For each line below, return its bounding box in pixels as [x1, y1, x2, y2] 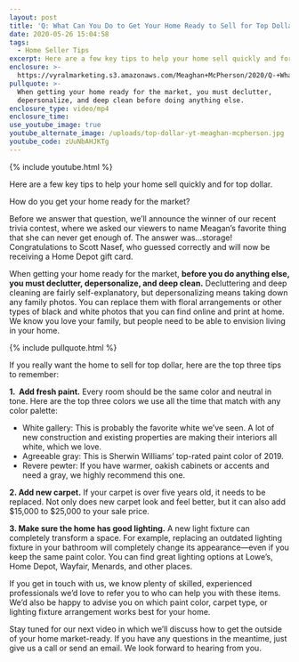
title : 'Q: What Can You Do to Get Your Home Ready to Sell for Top [9, 21, 269, 30]
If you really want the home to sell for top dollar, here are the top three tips [9, 359, 282, 370]
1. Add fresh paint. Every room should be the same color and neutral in [9, 386, 272, 397]
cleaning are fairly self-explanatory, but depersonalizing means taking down [9, 287, 288, 298]
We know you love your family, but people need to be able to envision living [9, 315, 287, 326]
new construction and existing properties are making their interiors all [21, 432, 278, 442]
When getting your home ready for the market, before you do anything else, [9, 268, 290, 279]
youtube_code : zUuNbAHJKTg [9, 137, 109, 146]
